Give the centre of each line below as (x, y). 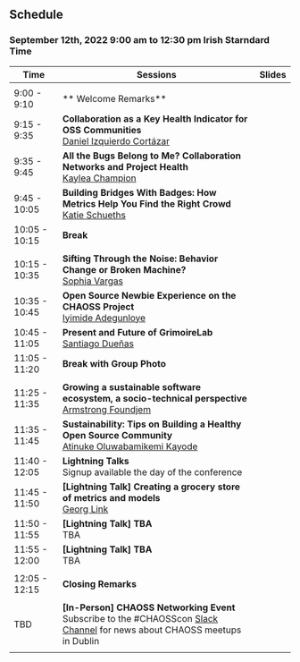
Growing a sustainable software (131, 386)
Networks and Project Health (125, 166)
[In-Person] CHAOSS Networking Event (149, 607)
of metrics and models (111, 497)
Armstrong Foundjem (107, 409)
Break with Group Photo (114, 363)
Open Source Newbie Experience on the (149, 295)
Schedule (37, 15)
